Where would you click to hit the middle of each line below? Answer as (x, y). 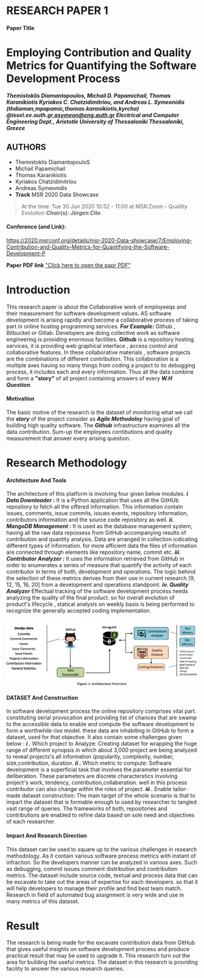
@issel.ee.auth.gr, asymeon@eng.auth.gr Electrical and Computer (93, 115)
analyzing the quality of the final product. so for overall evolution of (90, 598)
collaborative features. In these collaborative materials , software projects (98, 352)
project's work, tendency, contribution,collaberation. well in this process (97, 782)
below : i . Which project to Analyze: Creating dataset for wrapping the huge (102, 744)
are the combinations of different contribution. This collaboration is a (92, 359)
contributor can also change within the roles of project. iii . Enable (89, 789)
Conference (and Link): (36, 227)
